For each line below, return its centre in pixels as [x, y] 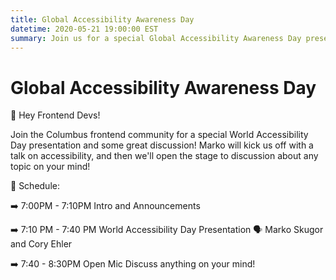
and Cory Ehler [41, 244]
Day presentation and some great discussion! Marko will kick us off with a [162, 145]
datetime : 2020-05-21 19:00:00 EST [84, 29]
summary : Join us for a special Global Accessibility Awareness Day [156, 38]
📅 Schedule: [35, 186]
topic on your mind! [50, 167]
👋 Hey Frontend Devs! [55, 115]
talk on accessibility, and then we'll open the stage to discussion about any [164, 156]
